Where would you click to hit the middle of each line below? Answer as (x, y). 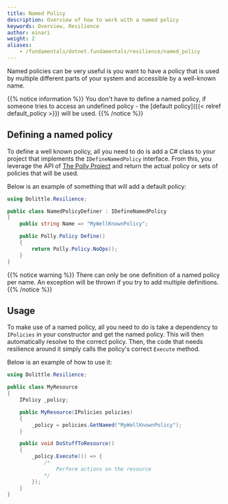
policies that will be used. (43, 173)
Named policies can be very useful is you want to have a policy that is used (113, 71)
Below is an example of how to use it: (60, 362)
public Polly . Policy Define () (63, 237)
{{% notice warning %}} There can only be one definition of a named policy (114, 275)
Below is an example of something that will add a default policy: (97, 186)
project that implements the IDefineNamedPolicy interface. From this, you (110, 159)
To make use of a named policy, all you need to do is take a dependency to (112, 327)
